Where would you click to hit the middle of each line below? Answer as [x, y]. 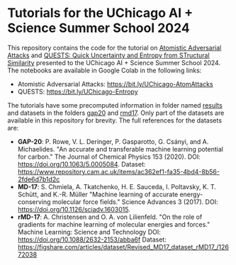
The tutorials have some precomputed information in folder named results [115, 105]
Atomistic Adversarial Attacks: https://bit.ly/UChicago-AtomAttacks [116, 84]
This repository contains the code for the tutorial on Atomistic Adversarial [114, 47]
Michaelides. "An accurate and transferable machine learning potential [120, 149]
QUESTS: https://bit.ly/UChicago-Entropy [78, 91]
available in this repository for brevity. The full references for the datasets [114, 120]
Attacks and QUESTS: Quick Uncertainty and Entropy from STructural [109, 55]
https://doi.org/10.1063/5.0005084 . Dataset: [82, 164]
